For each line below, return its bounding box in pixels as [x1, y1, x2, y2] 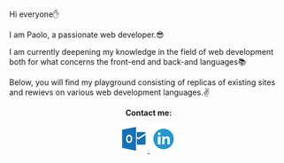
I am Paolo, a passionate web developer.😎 [9, 29, 165, 40]
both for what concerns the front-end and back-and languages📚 [9, 57, 247, 66]
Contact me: [125, 107, 173, 118]
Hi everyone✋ [9, 9, 60, 19]
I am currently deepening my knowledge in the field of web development [9, 47, 274, 57]
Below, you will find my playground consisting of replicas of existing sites [9, 77, 276, 88]
